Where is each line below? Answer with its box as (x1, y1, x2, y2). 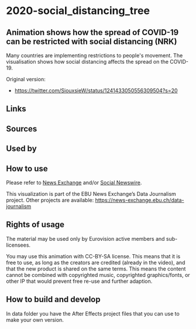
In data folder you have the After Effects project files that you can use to (6, 310, 180, 317)
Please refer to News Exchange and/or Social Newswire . (6, 179, 142, 186)
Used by (6, 144, 37, 154)
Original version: (6, 76, 46, 82)
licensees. (6, 241, 31, 248)
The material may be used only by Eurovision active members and (6, 235, 165, 242)
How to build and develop (6, 295, 101, 304)
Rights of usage (6, 220, 65, 230)
